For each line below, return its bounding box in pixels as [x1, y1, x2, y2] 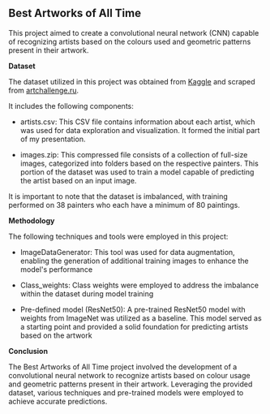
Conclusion [8, 346, 49, 356]
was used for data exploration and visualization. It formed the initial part [19, 125, 260, 135]
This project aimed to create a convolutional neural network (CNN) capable [8, 28, 259, 37]
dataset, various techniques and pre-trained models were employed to [8, 387, 244, 397]
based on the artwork [19, 330, 92, 340]
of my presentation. [19, 134, 86, 144]
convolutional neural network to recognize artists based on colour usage [8, 370, 251, 380]
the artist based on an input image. [19, 175, 137, 185]
